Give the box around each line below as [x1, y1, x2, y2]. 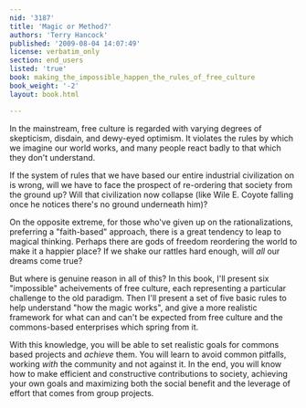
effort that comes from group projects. [9, 387, 154, 398]
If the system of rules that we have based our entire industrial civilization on [9, 170, 295, 181]
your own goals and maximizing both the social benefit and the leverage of [9, 378, 290, 389]
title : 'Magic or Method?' [9, 22, 112, 31]
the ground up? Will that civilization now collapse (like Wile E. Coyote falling [9, 189, 294, 200]
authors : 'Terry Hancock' [9, 30, 108, 39]
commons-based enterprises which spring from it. [9, 321, 199, 332]
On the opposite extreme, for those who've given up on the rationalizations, [9, 216, 294, 227]
